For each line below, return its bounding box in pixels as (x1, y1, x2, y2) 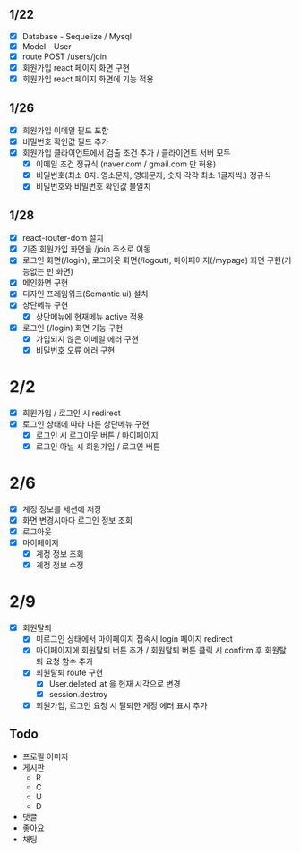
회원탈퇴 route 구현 (35, 667, 104, 678)
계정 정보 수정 (35, 559, 84, 571)
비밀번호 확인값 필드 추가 (21, 136, 109, 147)
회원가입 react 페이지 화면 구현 (21, 63, 130, 73)
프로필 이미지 (21, 751, 69, 762)
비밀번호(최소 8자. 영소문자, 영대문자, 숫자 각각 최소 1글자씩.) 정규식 (35, 170, 271, 181)
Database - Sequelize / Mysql (21, 30, 133, 41)
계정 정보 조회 (35, 549, 84, 559)
